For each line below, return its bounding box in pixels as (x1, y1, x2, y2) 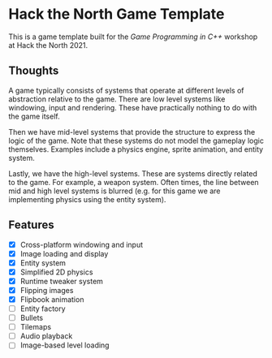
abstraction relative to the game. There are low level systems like (8, 94, 226, 104)
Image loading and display (19, 248, 109, 258)
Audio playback (19, 331, 73, 341)
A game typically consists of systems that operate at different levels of (8, 85, 244, 95)
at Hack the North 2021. (8, 40, 89, 50)
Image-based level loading (19, 340, 110, 350)
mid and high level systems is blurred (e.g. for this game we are (8, 186, 221, 196)
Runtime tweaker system (19, 276, 104, 286)
